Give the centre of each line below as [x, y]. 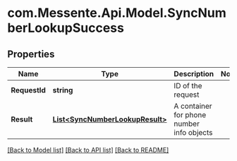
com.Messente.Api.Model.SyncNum [117, 13]
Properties [31, 54]
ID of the [188, 86]
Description [194, 74]
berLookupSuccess [66, 28]
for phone [190, 115]
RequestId [28, 90]
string [63, 90]
